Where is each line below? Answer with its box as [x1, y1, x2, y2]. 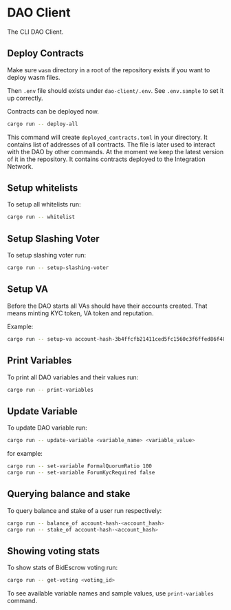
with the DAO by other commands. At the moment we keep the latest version [7, 147, 224, 156]
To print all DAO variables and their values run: [7, 373, 139, 381]
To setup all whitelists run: [7, 200, 81, 209]
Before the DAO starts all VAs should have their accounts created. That [7, 302, 208, 310]
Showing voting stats [7, 545, 100, 557]
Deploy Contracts [7, 48, 85, 59]
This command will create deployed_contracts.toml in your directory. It [7, 133, 208, 141]
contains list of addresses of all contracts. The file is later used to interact [7, 140, 215, 149]
